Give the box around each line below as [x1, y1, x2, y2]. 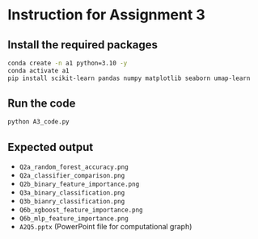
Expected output [7, 140, 94, 154]
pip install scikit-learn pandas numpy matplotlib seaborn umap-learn [7, 74, 251, 82]
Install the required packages [7, 38, 159, 52]
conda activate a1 [7, 66, 70, 74]
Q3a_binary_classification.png [19, 189, 125, 197]
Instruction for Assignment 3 [7, 6, 205, 24]
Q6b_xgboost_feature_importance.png [19, 206, 143, 215]
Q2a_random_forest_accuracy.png [19, 163, 129, 171]
